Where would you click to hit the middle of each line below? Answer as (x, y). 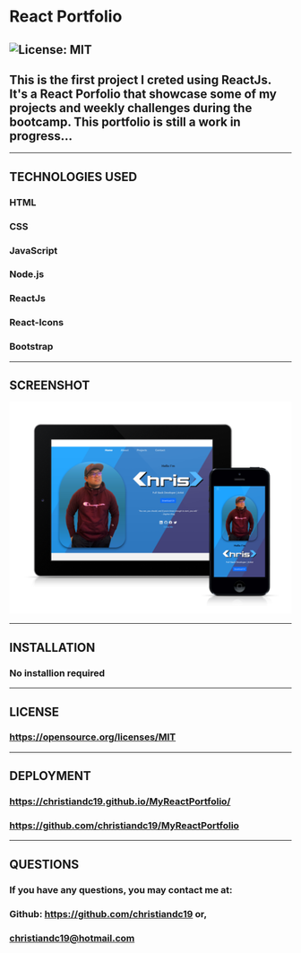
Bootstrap (31, 347)
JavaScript (34, 250)
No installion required (57, 672)
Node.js (27, 274)
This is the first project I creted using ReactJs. (140, 79)
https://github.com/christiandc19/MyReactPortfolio (125, 826)
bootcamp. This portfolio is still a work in (125, 121)
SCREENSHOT (50, 386)
